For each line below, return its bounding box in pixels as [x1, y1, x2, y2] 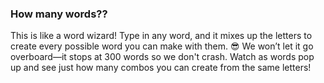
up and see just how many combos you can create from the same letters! [10, 62, 312, 74]
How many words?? [10, 7, 108, 21]
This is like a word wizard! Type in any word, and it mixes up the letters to [10, 30, 313, 42]
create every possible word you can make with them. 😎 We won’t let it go [10, 40, 314, 52]
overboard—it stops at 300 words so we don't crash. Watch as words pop [10, 51, 315, 63]
